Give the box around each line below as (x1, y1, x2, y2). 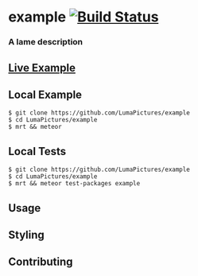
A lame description (8, 37, 83, 48)
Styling (8, 227, 45, 242)
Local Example (8, 87, 82, 101)
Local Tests (8, 144, 67, 158)
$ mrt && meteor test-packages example (8, 180, 141, 188)
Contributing (8, 255, 73, 269)
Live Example (8, 60, 76, 75)
